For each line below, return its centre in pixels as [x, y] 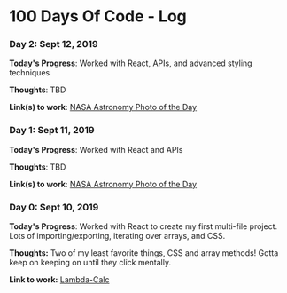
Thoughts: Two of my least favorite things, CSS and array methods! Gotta [144, 253]
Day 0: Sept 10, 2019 [54, 207]
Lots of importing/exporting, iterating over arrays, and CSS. [117, 236]
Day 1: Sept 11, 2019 [52, 131]
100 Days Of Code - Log [98, 16]
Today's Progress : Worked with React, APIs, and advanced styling [131, 63]
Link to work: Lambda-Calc [59, 280]
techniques [30, 73]
